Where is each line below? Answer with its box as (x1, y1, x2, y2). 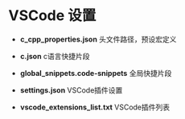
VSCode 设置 (8, 6, 97, 25)
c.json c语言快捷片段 (19, 51, 90, 61)
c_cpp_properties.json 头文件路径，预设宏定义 (19, 34, 177, 44)
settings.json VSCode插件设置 (19, 85, 123, 95)
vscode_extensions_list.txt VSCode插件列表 (19, 102, 171, 112)
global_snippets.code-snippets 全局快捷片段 (19, 68, 172, 77)
